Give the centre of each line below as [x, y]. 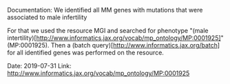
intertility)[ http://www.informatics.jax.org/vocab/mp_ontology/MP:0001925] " [115, 38]
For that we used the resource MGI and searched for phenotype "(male [108, 31]
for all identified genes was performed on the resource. [85, 52]
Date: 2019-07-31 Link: [40, 66]
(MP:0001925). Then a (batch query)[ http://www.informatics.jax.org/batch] [114, 45]
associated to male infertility [47, 17]
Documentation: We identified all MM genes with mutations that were [105, 10]
